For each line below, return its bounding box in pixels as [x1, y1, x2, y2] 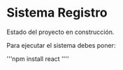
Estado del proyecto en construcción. [6, 28, 115, 36]
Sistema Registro [6, 5, 108, 21]
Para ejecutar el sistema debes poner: [6, 41, 116, 49]
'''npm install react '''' [6, 54, 69, 63]
